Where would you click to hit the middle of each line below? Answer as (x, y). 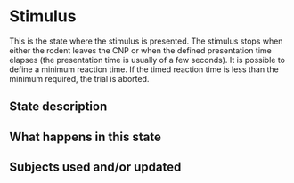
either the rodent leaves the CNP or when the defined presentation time (140, 50)
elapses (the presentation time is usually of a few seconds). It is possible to (147, 60)
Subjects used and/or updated (95, 167)
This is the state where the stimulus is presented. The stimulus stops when (146, 41)
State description (58, 107)
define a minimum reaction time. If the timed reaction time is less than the (144, 69)
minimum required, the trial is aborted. (79, 78)
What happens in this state (86, 136)
